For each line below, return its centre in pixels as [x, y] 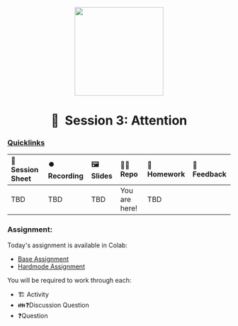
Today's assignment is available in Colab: [67, 245]
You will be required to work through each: [69, 280]
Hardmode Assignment [51, 266]
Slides [102, 176]
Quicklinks [26, 143]
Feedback [209, 174]
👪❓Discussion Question [53, 305]
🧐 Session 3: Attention [119, 121]
